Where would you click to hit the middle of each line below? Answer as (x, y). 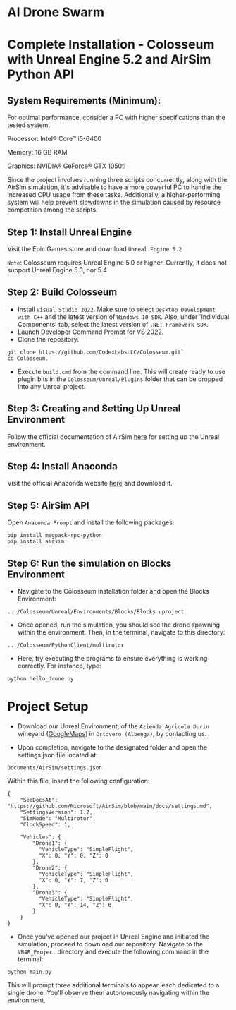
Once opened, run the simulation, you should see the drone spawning (119, 625)
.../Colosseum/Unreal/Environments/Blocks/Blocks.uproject (96, 612)
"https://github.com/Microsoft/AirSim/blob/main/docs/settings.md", (110, 806)
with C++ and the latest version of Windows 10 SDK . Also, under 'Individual (123, 317)
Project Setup (48, 707)
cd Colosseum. (28, 358)
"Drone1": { (50, 843)
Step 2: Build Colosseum (62, 293)
